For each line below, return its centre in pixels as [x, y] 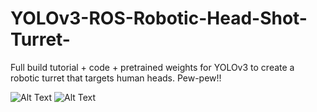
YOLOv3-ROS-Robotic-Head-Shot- [159, 18]
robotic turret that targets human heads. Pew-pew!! [116, 78]
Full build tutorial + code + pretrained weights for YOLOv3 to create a [152, 67]
